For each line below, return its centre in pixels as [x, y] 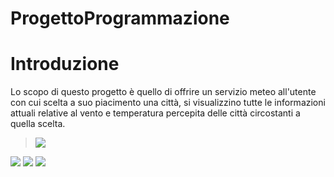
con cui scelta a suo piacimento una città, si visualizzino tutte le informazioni [168, 103]
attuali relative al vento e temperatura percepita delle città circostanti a [155, 113]
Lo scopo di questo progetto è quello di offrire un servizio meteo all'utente [163, 92]
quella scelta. [38, 124]
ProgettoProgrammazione [120, 18]
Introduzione [65, 64]
